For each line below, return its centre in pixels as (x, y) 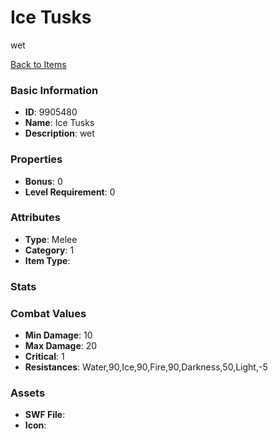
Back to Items (38, 64)
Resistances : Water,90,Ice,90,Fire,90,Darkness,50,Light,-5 (146, 367)
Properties (36, 159)
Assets (28, 393)
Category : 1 (49, 250)
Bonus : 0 (43, 181)
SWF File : (45, 415)
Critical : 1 (44, 357)
